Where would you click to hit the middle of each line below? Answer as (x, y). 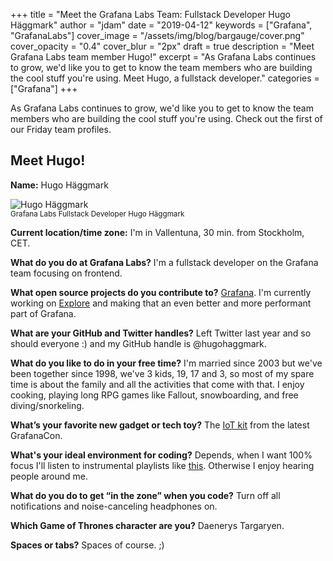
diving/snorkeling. (47, 405)
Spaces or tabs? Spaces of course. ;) (87, 545)
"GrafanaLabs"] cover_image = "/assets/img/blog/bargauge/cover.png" (157, 35)
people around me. (49, 476)
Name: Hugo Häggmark (59, 185)
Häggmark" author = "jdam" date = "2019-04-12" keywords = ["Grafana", (161, 25)
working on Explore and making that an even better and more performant (161, 303)
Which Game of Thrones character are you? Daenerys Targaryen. (147, 525)
